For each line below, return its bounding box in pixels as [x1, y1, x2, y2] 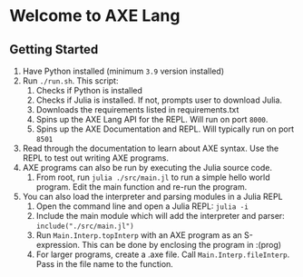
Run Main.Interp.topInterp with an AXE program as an [35, 230, 242, 241]
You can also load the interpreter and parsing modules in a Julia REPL [22, 192, 283, 202]
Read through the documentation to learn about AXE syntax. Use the [22, 143, 279, 153]
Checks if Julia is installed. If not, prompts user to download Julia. [35, 94, 283, 105]
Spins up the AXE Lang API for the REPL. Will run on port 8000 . [35, 114, 269, 124]
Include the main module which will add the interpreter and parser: [35, 211, 286, 221]
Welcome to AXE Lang [9, 5, 181, 26]
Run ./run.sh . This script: [22, 75, 119, 86]
